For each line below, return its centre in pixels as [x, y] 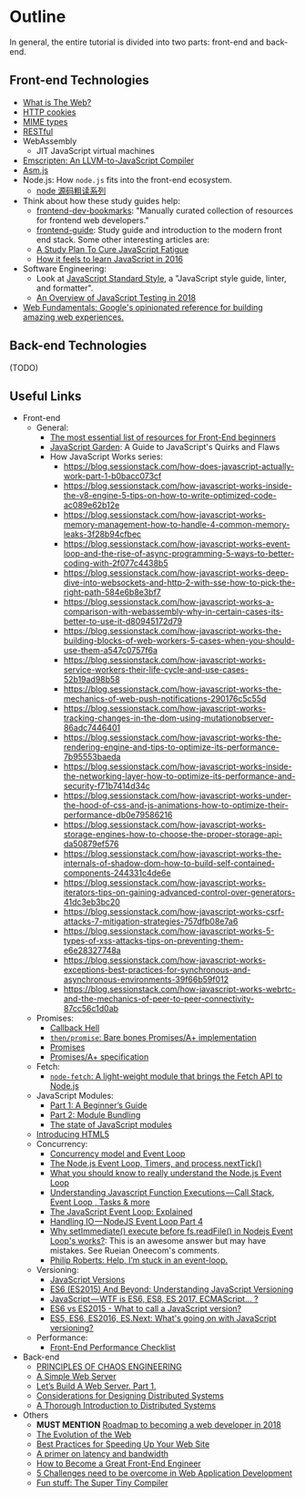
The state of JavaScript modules [111, 1125]
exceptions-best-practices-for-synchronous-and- [157, 970]
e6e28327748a [92, 950]
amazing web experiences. [73, 317]
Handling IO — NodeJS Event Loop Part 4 [126, 1222]
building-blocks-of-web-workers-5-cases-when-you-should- [179, 641]
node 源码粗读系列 [71, 190]
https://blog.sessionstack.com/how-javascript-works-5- [169, 931]
